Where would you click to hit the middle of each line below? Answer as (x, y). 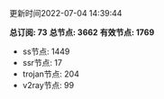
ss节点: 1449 (46, 51)
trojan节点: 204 (50, 74)
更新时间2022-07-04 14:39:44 (66, 13)
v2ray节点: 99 (48, 85)
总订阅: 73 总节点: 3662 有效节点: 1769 (82, 32)
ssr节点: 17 (42, 63)
